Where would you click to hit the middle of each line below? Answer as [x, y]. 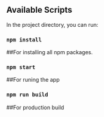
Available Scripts [39, 10]
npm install [24, 40]
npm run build [27, 95]
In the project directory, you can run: [52, 24]
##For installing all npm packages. [50, 52]
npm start [21, 67]
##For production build [35, 107]
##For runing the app [33, 80]
